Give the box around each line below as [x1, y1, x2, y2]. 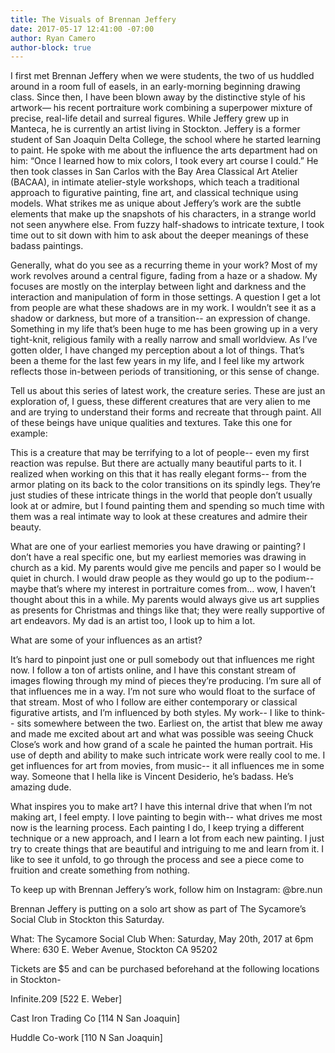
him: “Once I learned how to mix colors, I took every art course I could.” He [10, 155, 319, 167]
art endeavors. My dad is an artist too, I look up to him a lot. [10, 615, 256, 627]
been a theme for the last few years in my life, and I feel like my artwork [10, 355, 305, 367]
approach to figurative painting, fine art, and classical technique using [10, 187, 299, 199]
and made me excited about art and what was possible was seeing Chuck [10, 728, 314, 740]
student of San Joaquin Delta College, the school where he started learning [10, 134, 321, 146]
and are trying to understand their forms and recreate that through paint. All [10, 406, 322, 418]
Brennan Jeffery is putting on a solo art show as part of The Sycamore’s [10, 903, 307, 915]
